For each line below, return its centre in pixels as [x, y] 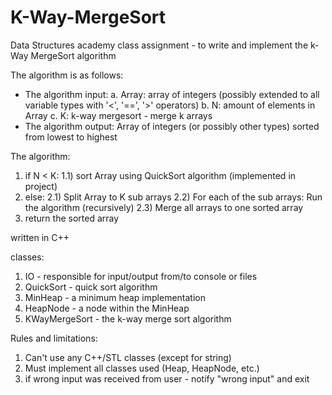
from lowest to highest [71, 137]
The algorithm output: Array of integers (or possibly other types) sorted [172, 126]
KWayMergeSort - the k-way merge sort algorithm [128, 318]
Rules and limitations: [54, 338]
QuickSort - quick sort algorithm [91, 287]
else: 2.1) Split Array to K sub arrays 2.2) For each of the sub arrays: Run [173, 197]
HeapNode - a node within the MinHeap [107, 308]
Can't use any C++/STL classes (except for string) [128, 357]
